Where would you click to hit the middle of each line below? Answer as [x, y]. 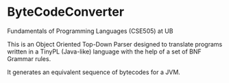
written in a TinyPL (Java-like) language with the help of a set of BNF [105, 51]
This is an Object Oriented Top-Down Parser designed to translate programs [115, 44]
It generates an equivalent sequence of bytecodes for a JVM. [94, 72]
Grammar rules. [29, 58]
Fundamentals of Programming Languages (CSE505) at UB [90, 31]
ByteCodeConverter [66, 12]
